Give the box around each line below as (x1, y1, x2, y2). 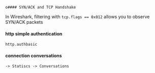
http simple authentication (5, 30, 63, 36)
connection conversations (5, 52, 62, 58)
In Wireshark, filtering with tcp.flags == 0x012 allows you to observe (5, 14, 150, 20)
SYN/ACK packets (5, 19, 43, 25)
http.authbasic (5, 42, 38, 47)
